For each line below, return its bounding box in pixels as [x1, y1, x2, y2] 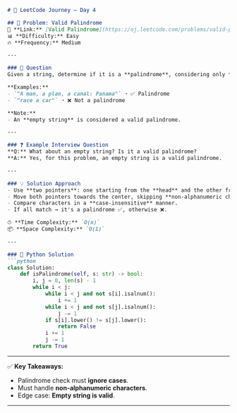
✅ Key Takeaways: [7, 362, 63, 370]
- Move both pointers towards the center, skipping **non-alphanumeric [7, 193, 222, 200]
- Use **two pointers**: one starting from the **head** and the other [7, 187, 222, 194]
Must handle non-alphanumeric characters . [17, 383, 147, 392]
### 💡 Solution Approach [7, 180, 81, 187]
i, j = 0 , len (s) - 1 [32, 277, 97, 285]
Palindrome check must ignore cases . [17, 376, 129, 384]
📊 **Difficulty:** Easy [7, 32, 80, 39]
